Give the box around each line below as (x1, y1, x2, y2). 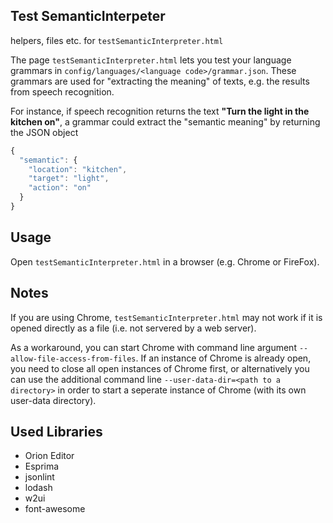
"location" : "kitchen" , (28, 164, 128, 174)
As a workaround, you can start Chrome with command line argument (10, 341, 297, 353)
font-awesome (24, 503, 86, 515)
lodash (24, 482, 53, 494)
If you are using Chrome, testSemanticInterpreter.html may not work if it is (10, 311, 323, 323)
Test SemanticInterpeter (10, 8, 166, 25)
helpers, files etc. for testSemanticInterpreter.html (10, 34, 224, 46)
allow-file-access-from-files (10, 354, 137, 364)
